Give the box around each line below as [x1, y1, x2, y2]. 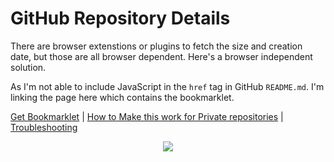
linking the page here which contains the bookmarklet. [10, 91, 235, 103]
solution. [10, 61, 47, 73]
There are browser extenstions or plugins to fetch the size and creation [10, 40, 303, 52]
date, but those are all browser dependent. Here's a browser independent [10, 50, 313, 62]
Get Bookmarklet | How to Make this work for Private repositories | [10, 110, 284, 122]
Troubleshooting [10, 121, 78, 133]
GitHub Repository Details [10, 7, 231, 30]
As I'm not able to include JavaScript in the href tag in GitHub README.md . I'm [10, 80, 325, 92]
